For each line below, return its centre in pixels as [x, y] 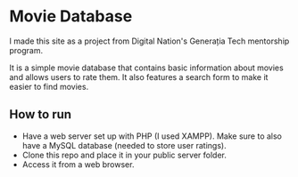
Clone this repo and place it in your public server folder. [124, 155]
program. [26, 50]
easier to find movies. [49, 86]
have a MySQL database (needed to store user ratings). [124, 145]
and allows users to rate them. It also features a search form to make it [139, 76]
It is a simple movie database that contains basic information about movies [146, 68]
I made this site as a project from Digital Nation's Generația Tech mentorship [149, 41]
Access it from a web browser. [78, 164]
